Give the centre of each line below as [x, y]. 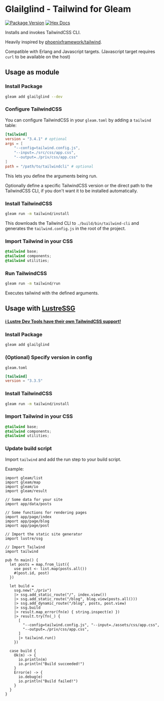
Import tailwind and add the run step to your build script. [63, 459]
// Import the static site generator [44, 534]
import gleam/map [23, 482]
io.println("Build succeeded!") [51, 664]
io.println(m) [33, 660]
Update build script [29, 449]
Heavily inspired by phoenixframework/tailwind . [54, 42]
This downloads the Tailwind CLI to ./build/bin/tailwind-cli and [72, 223]
